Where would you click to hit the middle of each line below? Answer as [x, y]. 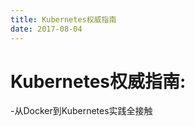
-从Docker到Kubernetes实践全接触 [81, 111]
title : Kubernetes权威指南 [63, 19]
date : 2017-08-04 [46, 29]
